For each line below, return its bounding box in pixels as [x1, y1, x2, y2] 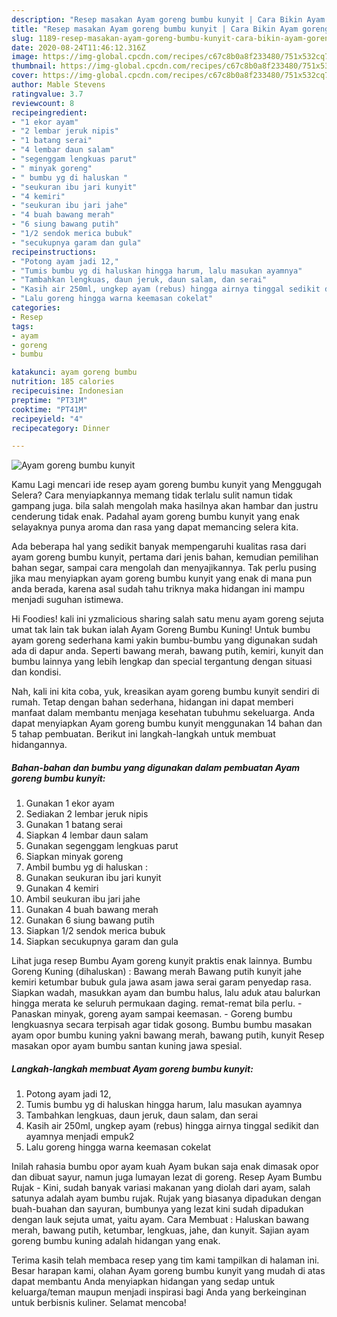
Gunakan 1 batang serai [25, 819, 123, 831]
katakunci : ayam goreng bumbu [11, 367, 138, 378]
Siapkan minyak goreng [25, 851, 124, 863]
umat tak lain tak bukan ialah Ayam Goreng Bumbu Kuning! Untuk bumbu [11, 624, 311, 636]
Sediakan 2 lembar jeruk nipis [25, 808, 149, 820]
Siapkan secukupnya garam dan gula [25, 936, 179, 948]
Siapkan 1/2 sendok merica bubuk [25, 925, 166, 937]
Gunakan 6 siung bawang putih [25, 914, 155, 926]
